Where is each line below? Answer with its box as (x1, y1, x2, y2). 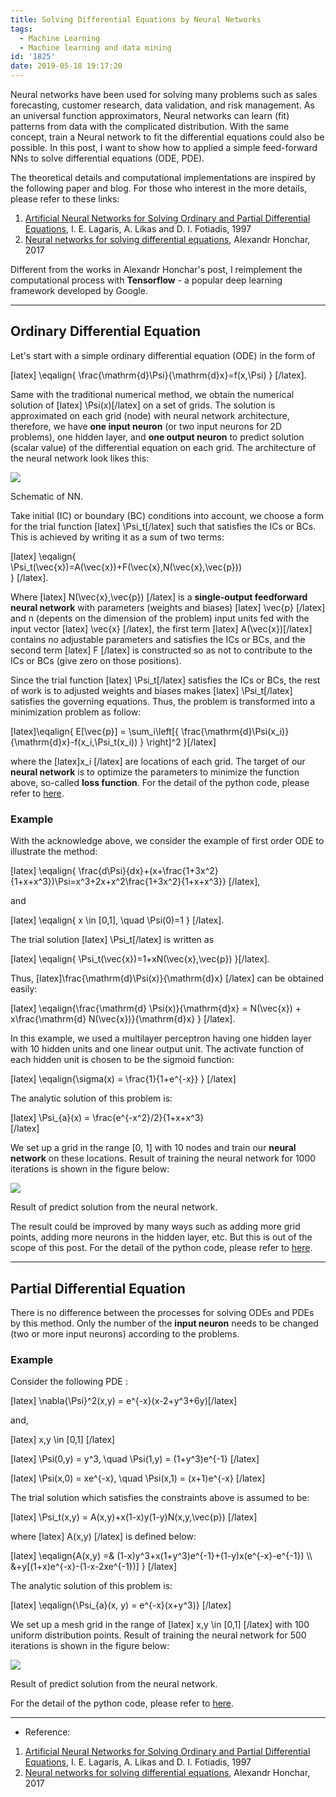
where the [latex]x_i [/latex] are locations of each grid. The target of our (10, 755, 306, 767)
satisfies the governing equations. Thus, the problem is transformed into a (10, 695, 316, 707)
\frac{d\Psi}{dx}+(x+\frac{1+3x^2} (78, 865, 219, 877)
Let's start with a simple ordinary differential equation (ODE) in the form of (10, 349, 316, 361)
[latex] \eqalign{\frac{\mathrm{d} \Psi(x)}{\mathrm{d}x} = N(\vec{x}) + (10, 1002, 302, 1015)
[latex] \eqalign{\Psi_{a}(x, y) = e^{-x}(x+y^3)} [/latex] (10, 1599, 232, 1611)
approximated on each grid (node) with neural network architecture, (10, 409, 290, 421)
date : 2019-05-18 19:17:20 (10, 61, 123, 71)
